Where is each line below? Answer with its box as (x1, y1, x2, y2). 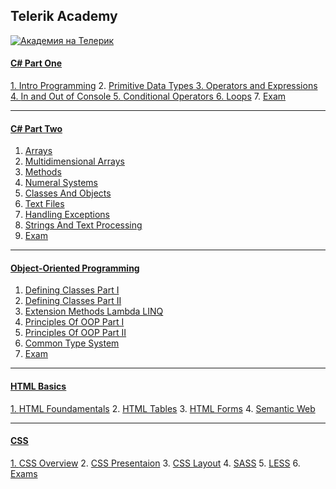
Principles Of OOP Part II (24, 327, 127, 339)
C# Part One (10, 57, 63, 69)
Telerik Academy (10, 8, 118, 25)
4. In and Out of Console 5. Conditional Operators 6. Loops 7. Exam (10, 90, 287, 103)
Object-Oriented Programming (10, 262, 140, 274)
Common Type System (24, 337, 120, 349)
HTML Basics (10, 380, 67, 393)
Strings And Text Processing (24, 219, 143, 231)
